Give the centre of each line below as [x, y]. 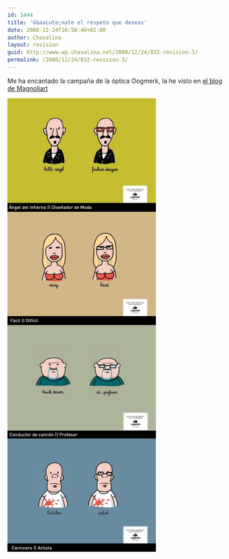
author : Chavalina [34, 38]
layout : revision [33, 45]
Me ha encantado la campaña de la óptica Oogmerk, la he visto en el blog [115, 81]
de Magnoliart [28, 88]
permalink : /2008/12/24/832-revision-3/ [68, 60]
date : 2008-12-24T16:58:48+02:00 [57, 30]
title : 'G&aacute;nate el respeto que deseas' [77, 22]
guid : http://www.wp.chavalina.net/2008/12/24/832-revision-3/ [103, 52]
